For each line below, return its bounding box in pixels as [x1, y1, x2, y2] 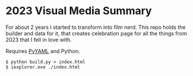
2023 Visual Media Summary [5, 4, 152, 18]
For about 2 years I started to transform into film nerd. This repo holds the [5, 24, 186, 31]
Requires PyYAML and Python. [5, 47, 80, 54]
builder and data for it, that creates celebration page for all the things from [5, 29, 188, 37]
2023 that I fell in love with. [5, 36, 72, 43]
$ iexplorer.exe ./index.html [5, 64, 81, 70]
